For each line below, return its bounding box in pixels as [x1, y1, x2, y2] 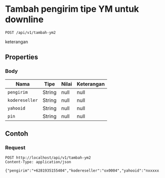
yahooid [7, 105, 26, 111]
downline [5, 14, 44, 25]
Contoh [5, 129, 28, 138]
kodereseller [7, 97, 38, 103]
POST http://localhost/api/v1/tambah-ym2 [5, 155, 91, 160]
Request [5, 144, 26, 151]
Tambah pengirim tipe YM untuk [5, 3, 139, 15]
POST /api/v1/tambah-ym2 [5, 30, 56, 35]
